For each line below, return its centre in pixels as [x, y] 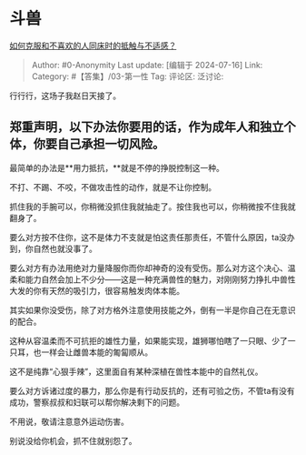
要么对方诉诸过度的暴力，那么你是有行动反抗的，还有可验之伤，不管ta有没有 [152, 390]
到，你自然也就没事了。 [53, 248]
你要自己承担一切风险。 [99, 144]
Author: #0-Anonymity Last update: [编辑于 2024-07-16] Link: [147, 65]
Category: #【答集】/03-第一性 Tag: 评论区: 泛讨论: [128, 76]
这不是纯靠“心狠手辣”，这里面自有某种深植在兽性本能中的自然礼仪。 [136, 371]
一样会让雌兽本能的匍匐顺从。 [96, 352]
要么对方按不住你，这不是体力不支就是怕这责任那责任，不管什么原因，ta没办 [152, 237]
